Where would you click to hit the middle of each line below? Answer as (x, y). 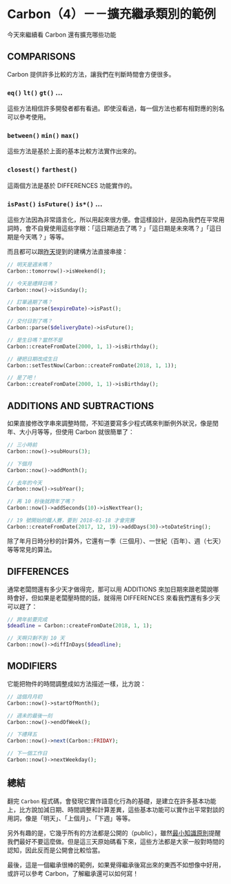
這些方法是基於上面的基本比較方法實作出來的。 (73, 151)
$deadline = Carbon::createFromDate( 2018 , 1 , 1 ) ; (80, 626)
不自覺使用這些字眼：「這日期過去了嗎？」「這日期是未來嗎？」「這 (123, 228)
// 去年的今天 (25, 483)
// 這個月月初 (25, 697)
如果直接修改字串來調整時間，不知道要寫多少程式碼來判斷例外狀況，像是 (110, 423)
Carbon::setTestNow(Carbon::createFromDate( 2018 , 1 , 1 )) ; (92, 365)
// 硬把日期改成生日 (32, 359)
